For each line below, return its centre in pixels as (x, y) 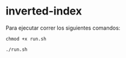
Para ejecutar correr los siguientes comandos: (63, 28)
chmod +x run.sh (26, 39)
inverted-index (44, 11)
